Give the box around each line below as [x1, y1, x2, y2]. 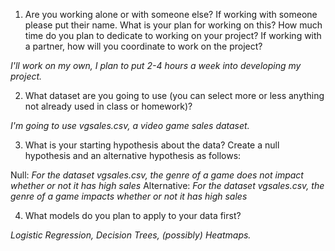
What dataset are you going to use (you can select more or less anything [24, 90, 325, 101]
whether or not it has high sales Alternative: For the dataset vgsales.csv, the [10, 180, 325, 191]
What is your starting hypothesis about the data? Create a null [24, 139, 280, 151]
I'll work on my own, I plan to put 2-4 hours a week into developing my [10, 60, 302, 71]
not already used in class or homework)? [24, 100, 193, 112]
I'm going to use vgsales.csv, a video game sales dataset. [10, 120, 250, 131]
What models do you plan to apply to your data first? [24, 210, 242, 221]
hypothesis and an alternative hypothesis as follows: [24, 150, 242, 161]
